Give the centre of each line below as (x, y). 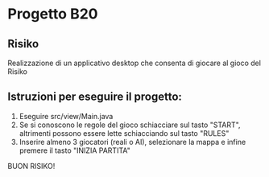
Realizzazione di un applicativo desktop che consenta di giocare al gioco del (134, 63)
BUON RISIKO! (31, 166)
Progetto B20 (53, 14)
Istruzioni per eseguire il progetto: (95, 97)
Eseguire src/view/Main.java (66, 116)
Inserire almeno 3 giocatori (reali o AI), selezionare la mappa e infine (132, 142)
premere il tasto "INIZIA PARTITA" (74, 150)
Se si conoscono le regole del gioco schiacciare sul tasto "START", (130, 125)
